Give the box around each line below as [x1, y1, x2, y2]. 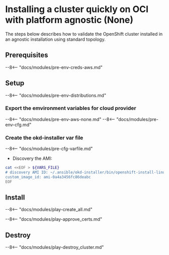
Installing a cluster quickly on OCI [5, 4, 149, 15]
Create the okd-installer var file [5, 134, 83, 141]
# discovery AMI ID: [5, 170, 49, 175]
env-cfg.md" [5, 121, 32, 127]
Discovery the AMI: [12, 155, 52, 162]
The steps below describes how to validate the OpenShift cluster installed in [5, 31, 163, 37]
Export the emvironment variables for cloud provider [5, 105, 137, 112]
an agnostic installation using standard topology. [5, 36, 106, 42]
